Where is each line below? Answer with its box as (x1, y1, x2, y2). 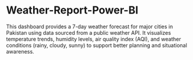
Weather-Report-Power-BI (6, 4, 139, 17)
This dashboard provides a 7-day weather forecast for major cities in (6, 23, 173, 30)
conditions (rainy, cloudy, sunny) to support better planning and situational (6, 42, 188, 49)
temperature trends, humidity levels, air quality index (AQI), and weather (6, 35, 181, 42)
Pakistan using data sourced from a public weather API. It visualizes (6, 29, 171, 36)
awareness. (6, 48, 34, 55)
